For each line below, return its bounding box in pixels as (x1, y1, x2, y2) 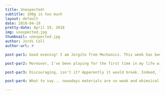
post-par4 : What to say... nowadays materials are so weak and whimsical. (5, 78, 162, 83)
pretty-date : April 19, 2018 (5, 25, 65, 30)
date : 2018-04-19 (5, 20, 41, 26)
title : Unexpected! (5, 7, 45, 12)
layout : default (5, 16, 38, 21)
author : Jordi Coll (5, 39, 45, 44)
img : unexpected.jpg (5, 30, 48, 35)
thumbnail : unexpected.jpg (5, 35, 60, 39)
